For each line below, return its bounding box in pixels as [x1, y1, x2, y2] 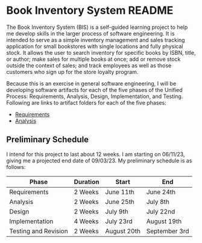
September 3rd [146, 227, 189, 235]
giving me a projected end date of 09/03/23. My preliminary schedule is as [6, 157, 192, 164]
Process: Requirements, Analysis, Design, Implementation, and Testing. [6, 93, 183, 100]
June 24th [146, 188, 176, 196]
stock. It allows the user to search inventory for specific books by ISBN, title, [6, 49, 196, 56]
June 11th [105, 188, 134, 196]
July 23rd [105, 217, 133, 226]
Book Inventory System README [6, 4, 174, 17]
